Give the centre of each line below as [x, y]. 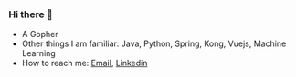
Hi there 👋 [31, 14]
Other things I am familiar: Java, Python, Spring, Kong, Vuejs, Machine [154, 43]
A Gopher [40, 34]
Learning [38, 53]
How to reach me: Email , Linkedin [85, 63]
